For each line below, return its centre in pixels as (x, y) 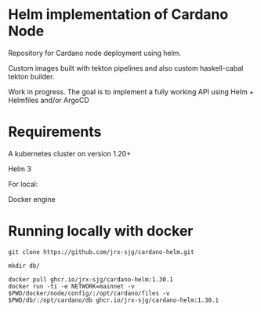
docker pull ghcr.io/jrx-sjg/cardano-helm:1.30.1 (91, 279)
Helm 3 (20, 169)
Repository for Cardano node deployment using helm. (95, 53)
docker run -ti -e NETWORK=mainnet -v (71, 286)
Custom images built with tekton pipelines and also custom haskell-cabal (126, 68)
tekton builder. (31, 76)
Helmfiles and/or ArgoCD (49, 100)
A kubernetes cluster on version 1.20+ (70, 153)
